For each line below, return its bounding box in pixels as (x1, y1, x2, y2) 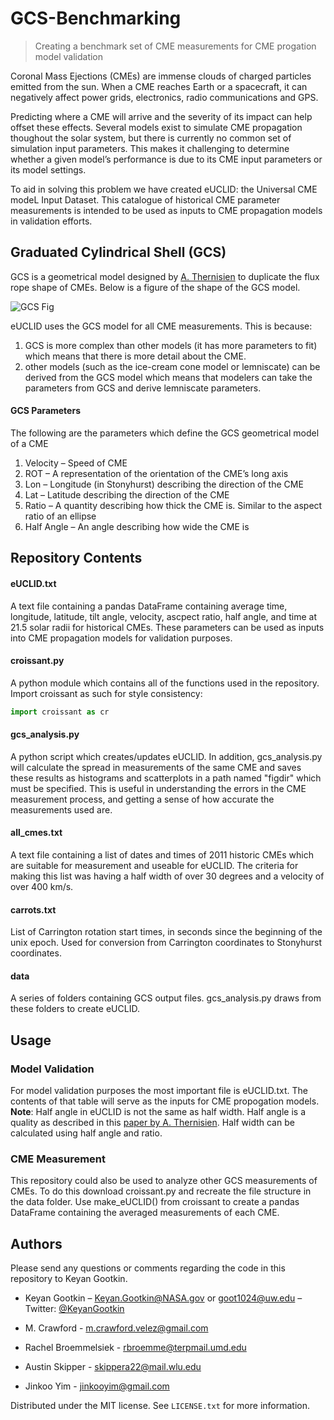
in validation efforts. (10, 215, 93, 227)
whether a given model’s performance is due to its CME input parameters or (10, 153, 323, 165)
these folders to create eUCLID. (10, 1003, 140, 1015)
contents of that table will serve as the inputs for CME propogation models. (10, 1095, 320, 1107)
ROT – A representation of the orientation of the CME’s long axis (24, 467, 289, 479)
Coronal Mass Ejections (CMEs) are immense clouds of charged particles (10, 70, 312, 82)
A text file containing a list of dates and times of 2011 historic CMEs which (10, 849, 314, 861)
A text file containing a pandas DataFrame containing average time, (10, 600, 288, 612)
